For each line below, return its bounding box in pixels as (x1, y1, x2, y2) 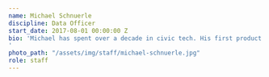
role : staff (8, 57, 48, 65)
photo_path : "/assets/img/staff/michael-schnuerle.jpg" (8, 49, 200, 57)
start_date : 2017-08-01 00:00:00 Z (8, 26, 128, 34)
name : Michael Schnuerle (8, 11, 92, 20)
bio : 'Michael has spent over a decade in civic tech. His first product (8, 34, 263, 43)
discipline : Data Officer (8, 19, 95, 27)
